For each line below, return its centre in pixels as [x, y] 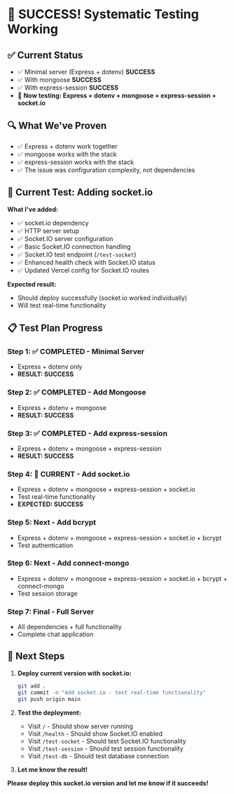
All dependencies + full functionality [69, 627]
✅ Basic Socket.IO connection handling [74, 246]
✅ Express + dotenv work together [67, 146]
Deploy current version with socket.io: [74, 673]
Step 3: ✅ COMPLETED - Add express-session [88, 433]
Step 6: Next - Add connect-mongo [68, 563]
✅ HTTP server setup [48, 231]
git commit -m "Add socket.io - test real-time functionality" [112, 692]
